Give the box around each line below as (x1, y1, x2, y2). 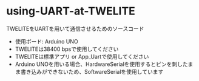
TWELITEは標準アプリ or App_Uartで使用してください (15, 53, 149, 60)
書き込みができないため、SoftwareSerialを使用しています (20, 68, 164, 75)
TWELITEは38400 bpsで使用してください (15, 45, 119, 53)
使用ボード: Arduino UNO (15, 37, 78, 45)
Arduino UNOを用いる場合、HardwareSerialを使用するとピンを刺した (15, 60, 188, 68)
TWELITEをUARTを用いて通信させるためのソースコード (6, 25, 144, 32)
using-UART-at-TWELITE (6, 4, 135, 18)
